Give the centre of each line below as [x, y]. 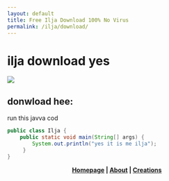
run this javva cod [33, 118]
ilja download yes [58, 61]
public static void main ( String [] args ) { [82, 137]
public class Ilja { [37, 131]
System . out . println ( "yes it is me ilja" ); [95, 144]
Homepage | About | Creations [117, 170]
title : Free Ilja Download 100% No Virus [68, 20]
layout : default [31, 14]
